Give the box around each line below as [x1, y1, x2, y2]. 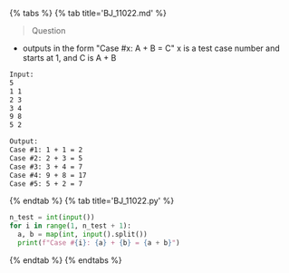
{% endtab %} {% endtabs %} [9, 254, 122, 266]
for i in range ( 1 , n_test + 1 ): [9, 221, 131, 230]
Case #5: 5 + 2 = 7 [9, 179, 83, 189]
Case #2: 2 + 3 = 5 [9, 153, 83, 162]
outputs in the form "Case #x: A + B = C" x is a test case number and [22, 43, 280, 54]
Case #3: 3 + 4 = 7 [9, 162, 83, 171]
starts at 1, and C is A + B [22, 53, 117, 63]
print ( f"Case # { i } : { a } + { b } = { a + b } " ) [17, 239, 180, 248]
